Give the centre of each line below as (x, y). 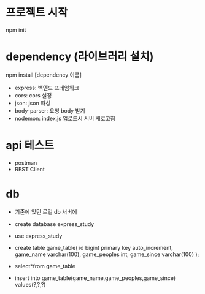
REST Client (30, 169)
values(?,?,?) (30, 284)
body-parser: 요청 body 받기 (50, 110)
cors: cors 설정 (33, 95)
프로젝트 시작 (37, 13)
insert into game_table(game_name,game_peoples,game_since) (95, 278)
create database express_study (54, 224)
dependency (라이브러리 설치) (80, 57)
